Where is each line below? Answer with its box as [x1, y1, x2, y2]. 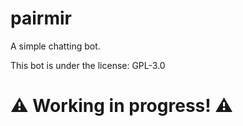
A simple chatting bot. [10, 40, 101, 52]
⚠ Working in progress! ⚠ [10, 95, 234, 117]
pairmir [10, 7, 72, 30]
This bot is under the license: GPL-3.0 [10, 59, 166, 71]
